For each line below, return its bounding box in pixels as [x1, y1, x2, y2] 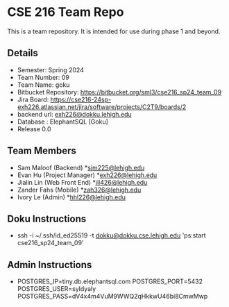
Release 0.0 [17, 124, 51, 133]
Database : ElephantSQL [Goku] [17, 117, 109, 126]
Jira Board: [17, 95, 49, 103]
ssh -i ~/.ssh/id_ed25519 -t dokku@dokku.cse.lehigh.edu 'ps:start [17, 231, 206, 240]
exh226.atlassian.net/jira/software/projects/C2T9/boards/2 [17, 102, 187, 111]
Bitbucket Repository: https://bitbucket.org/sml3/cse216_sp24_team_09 [17, 88, 222, 96]
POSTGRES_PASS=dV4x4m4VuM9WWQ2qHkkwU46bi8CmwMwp [17, 292, 208, 301]
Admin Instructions [7, 258, 92, 271]
